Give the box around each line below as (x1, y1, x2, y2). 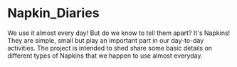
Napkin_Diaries (7, 5, 100, 21)
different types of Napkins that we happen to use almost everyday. (7, 51, 203, 60)
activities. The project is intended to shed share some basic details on (7, 43, 212, 52)
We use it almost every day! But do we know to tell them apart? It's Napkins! (7, 29, 231, 37)
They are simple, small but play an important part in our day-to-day (7, 36, 204, 44)
